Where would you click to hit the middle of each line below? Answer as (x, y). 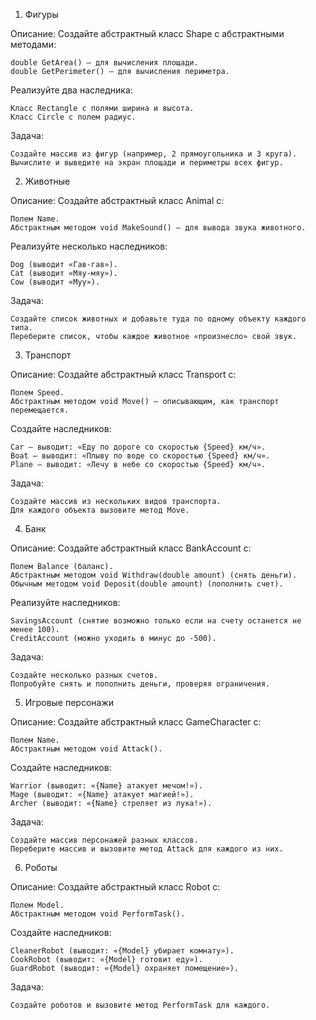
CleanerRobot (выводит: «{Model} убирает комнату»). (122, 951)
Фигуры (41, 14)
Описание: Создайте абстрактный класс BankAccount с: (131, 548)
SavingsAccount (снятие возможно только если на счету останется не (156, 621)
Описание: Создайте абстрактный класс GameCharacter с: (136, 722)
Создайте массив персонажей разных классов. (104, 840)
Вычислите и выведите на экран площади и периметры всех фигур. (147, 163)
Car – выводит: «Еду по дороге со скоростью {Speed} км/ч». (138, 447)
